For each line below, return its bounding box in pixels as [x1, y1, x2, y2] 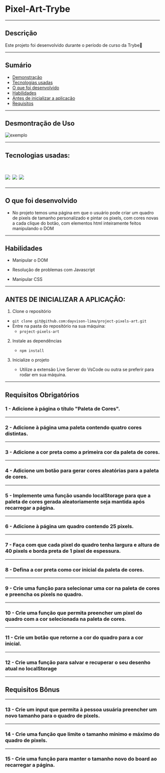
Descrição [5, 29, 37, 37]
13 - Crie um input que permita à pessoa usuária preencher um [5, 706, 157, 713]
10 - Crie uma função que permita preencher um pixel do [5, 609, 142, 616]
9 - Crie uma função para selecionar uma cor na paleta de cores [5, 585, 160, 592]
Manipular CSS [12, 276, 43, 282]
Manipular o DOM [12, 257, 48, 263]
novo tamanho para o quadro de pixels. [5, 712, 100, 719]
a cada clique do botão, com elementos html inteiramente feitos [12, 220, 141, 226]
